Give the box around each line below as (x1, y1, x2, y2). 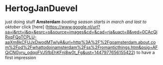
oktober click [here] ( (5, 24, 47, 29)
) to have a (133, 49, 155, 55)
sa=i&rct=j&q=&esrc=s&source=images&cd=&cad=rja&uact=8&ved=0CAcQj (5, 29, 158, 35)
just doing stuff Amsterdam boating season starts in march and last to (5, 19, 147, 25)
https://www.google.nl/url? (47, 24, 100, 29)
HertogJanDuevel (5, 3, 78, 14)
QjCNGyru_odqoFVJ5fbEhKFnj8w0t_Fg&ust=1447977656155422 (5, 49, 134, 55)
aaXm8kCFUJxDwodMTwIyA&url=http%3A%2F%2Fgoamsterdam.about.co (5, 39, 156, 45)
